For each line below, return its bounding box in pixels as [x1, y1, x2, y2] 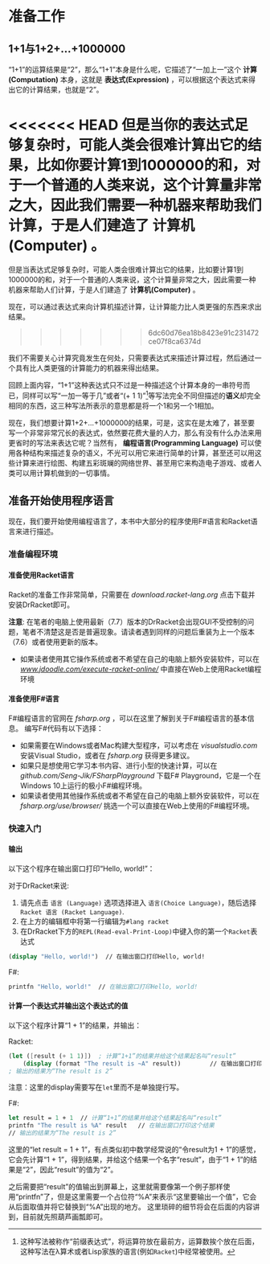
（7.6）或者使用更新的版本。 [8, 637, 103, 646]
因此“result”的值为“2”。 [39, 1165, 118, 1175]
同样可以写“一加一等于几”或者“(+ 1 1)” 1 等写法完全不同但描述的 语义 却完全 [22, 389, 261, 400]
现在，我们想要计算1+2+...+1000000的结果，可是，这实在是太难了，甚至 [8, 417, 248, 427]
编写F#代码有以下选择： [23, 723, 104, 733]
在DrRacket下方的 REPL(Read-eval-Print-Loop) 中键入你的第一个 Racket [19, 926, 251, 936]
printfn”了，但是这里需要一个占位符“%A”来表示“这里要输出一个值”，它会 [18, 1192, 257, 1202]
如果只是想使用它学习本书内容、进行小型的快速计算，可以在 [19, 761, 218, 770]
